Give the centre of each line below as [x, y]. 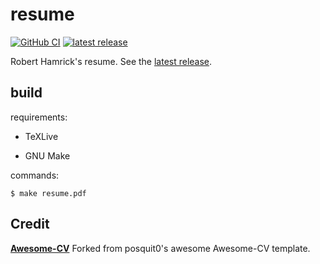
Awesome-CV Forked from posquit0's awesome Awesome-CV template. [160, 248]
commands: [35, 175]
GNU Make [47, 155]
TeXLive [41, 136]
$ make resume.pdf [48, 193]
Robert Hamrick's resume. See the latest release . [111, 61]
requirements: [39, 117]
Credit [30, 224]
